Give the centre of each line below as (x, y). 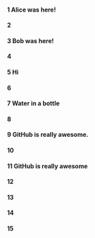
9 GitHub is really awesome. (48, 135)
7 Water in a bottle (33, 103)
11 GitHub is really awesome (47, 166)
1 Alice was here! (31, 10)
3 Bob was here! (30, 40)
